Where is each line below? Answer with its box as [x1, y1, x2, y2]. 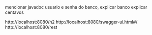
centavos [5, 9, 24, 15]
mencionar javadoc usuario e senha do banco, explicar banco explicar [5, 4, 148, 10]
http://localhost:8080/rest [5, 24, 58, 30]
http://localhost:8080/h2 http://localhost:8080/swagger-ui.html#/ [5, 19, 138, 25]
